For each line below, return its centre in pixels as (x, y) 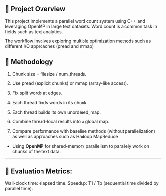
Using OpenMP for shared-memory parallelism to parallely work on (81, 146)
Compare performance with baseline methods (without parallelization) (84, 131)
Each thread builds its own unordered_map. (57, 112)
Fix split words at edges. (37, 93)
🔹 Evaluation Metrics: (39, 172)
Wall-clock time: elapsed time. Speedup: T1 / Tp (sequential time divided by (82, 183)
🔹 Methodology (29, 62)
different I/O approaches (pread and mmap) (50, 46)
